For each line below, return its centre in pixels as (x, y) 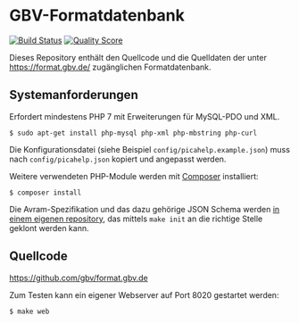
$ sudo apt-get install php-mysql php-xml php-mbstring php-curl (133, 133)
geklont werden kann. (49, 228)
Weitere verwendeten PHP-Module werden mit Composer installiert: (134, 176)
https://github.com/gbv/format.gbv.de (79, 277)
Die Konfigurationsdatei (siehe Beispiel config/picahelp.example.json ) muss (149, 149)
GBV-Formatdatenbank (97, 16)
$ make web (29, 311)
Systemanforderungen (74, 95)
